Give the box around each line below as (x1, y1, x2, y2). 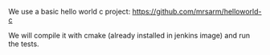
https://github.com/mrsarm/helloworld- (132, 7, 263, 16)
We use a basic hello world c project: (8, 7, 131, 16)
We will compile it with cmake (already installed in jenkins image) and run (8, 31, 251, 40)
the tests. (8, 39, 39, 49)
